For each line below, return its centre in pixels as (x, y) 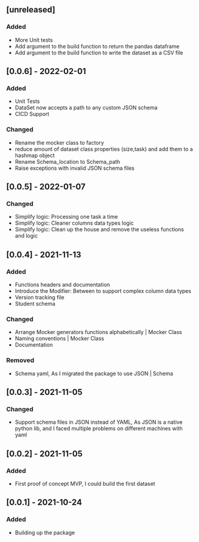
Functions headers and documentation (62, 285)
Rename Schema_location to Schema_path (68, 161)
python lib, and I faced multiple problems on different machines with (99, 428)
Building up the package (45, 532)
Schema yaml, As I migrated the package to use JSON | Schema (94, 373)
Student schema (35, 304)
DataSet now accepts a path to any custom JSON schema (86, 108)
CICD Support (32, 114)
